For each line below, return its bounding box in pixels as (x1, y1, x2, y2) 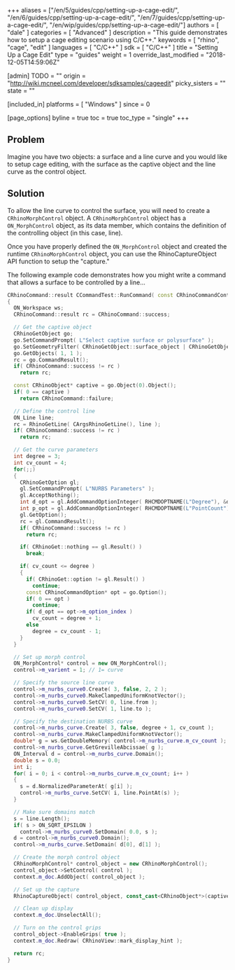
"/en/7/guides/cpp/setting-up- (137, 13, 225, 22)
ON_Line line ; (13, 414, 55, 421)
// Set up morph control (13, 653, 86, 660)
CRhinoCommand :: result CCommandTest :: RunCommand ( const (7, 291, 173, 298)
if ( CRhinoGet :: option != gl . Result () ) (25, 576, 145, 583)
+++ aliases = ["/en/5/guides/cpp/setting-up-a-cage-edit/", (7, 6, 180, 14)
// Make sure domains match (13, 808, 96, 815)
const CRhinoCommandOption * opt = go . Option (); (25, 588, 168, 596)
